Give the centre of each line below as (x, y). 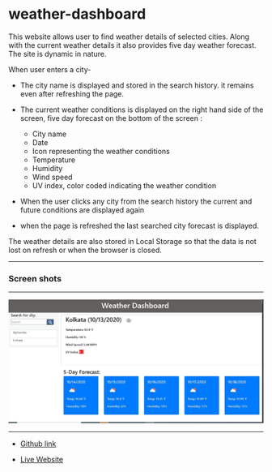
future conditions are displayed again (82, 210)
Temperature (53, 160)
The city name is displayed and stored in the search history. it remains (137, 85)
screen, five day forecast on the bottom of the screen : (111, 118)
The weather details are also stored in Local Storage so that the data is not (132, 241)
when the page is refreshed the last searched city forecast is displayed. (139, 225)
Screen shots (35, 278)
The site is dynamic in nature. (57, 54)
